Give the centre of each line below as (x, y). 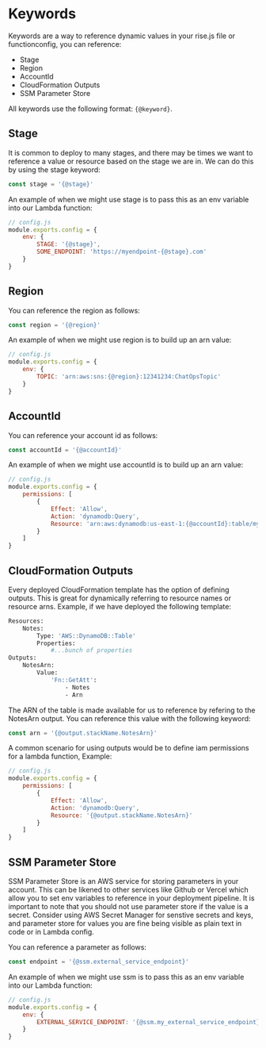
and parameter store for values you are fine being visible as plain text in (125, 923)
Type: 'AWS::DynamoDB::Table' (86, 635)
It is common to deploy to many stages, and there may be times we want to (131, 152)
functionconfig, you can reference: (65, 44)
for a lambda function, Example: (60, 756)
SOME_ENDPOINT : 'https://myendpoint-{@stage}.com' (122, 252)
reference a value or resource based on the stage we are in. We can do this (131, 161)
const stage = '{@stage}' (51, 184)
